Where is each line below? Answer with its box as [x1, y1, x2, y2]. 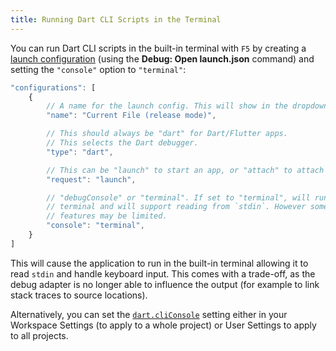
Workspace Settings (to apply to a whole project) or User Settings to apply [10, 319, 317, 331]
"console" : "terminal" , [46, 221, 145, 231]
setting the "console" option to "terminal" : [10, 63, 187, 75]
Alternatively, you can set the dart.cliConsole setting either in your [10, 308, 288, 320]
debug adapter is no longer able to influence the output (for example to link [10, 278, 320, 290]
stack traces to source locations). [10, 289, 148, 301]
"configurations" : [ [10, 82, 97, 93]
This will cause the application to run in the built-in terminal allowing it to [10, 257, 309, 269]
